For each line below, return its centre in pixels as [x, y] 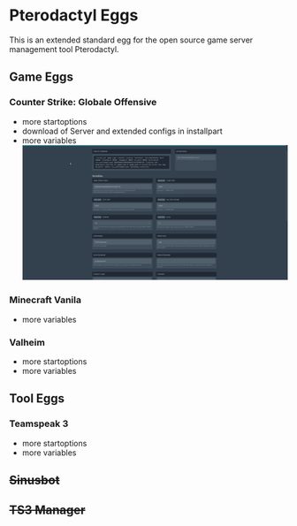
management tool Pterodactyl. [64, 49]
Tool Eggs [37, 399]
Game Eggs [41, 77]
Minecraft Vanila [46, 300]
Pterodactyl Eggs [74, 15]
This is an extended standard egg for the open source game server [131, 40]
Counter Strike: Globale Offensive [83, 103]
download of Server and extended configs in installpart [122, 131]
